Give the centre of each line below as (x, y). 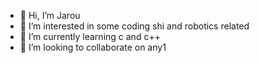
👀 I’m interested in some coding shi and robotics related (134, 26)
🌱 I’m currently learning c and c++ (90, 36)
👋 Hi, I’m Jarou (50, 15)
